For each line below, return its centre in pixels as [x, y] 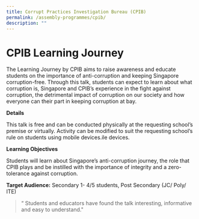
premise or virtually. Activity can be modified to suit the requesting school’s [99, 131]
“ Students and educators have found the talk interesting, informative [106, 203]
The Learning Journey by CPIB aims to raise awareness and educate [91, 69]
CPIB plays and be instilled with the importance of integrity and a [87, 167]
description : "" [26, 23]
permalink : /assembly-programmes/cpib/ [56, 17]
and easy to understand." [52, 210]
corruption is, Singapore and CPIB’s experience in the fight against [89, 88]
